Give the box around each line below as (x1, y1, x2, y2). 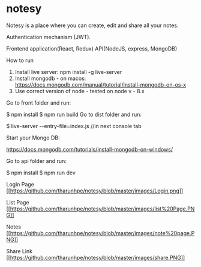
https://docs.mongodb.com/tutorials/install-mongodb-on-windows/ (6, 146, 173, 153)
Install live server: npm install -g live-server (14, 68, 122, 75)
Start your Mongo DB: (6, 134, 60, 141)
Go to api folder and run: (6, 157, 67, 164)
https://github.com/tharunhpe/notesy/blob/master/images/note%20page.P (10, 229, 195, 236)
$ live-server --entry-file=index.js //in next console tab (6, 122, 142, 129)
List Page (6, 198, 29, 206)
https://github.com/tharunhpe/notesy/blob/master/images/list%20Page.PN (10, 205, 195, 212)
